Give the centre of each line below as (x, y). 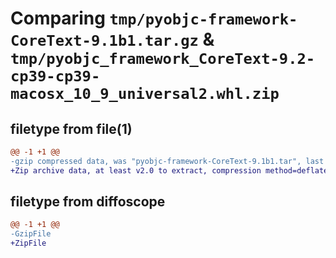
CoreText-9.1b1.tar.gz (104, 41)
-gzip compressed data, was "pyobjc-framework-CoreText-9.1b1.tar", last (167, 161)
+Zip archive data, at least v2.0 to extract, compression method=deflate (169, 170)
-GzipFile (31, 234)
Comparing (58, 18)
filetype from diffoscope (88, 202)
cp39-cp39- (55, 76)
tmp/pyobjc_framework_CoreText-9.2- (163, 59)
